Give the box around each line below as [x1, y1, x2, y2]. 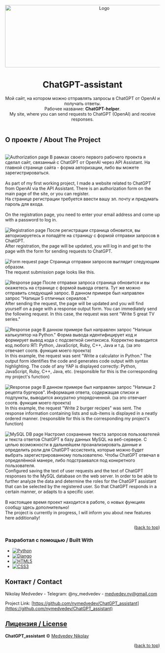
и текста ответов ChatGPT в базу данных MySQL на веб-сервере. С [5, 436, 147, 442]
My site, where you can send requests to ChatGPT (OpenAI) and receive [9, 111, 156, 117]
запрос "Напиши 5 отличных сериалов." [5, 295, 89, 301]
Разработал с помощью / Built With [5, 536, 93, 543]
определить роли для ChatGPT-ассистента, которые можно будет [5, 447, 144, 453]
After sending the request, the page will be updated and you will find [5, 300, 144, 306]
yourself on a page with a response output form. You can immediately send [5, 306, 157, 311]
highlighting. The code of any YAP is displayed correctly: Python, [5, 363, 137, 369]
